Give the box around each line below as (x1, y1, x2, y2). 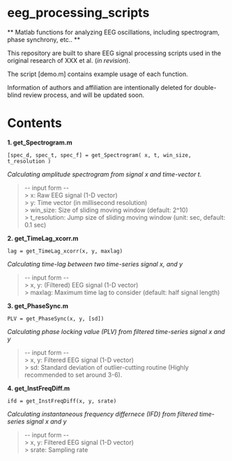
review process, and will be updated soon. (23, 91, 145, 99)
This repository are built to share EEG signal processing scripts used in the (7, 49, 222, 57)
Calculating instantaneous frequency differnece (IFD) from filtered (7, 409, 199, 418)
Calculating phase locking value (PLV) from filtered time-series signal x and (7, 327, 225, 335)
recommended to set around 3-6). (24, 370, 123, 379)
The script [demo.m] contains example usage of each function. (7, 70, 188, 78)
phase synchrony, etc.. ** (7, 35, 81, 43)
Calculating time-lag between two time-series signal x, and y (7, 259, 183, 268)
